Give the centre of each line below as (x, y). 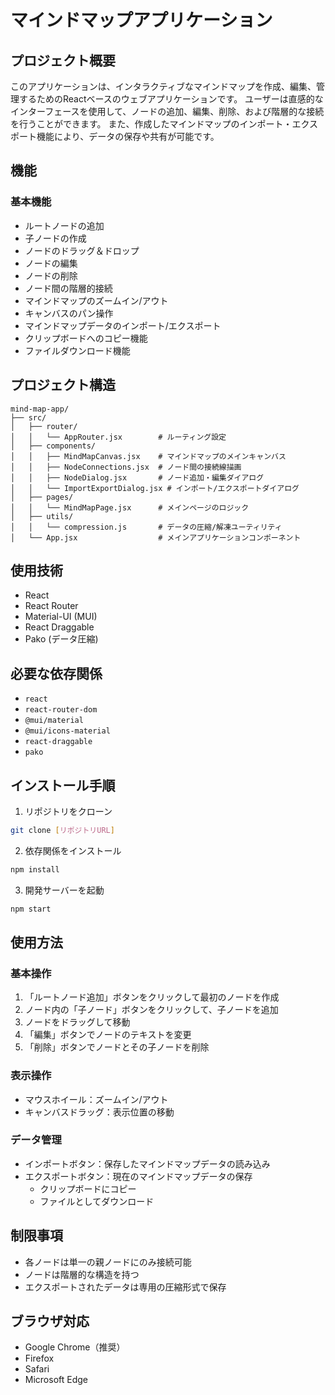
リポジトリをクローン (68, 811)
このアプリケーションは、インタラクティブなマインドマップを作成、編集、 (163, 86)
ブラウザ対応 (50, 1321)
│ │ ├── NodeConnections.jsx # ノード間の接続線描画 (126, 467)
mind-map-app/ (40, 409)
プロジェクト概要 (63, 60)
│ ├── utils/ (42, 516)
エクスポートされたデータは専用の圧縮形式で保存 (125, 1287)
